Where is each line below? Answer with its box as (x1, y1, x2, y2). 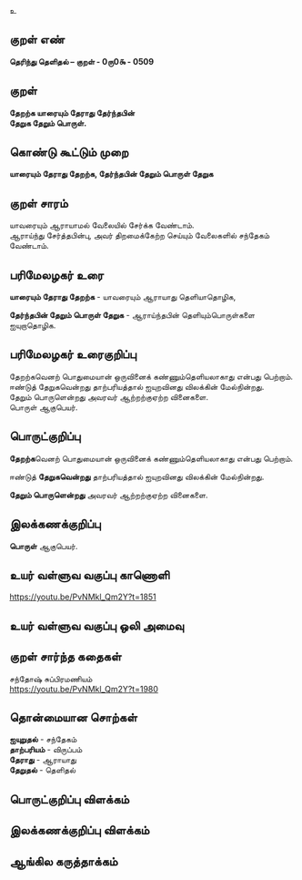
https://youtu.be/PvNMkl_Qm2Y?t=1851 (9, 591, 156, 602)
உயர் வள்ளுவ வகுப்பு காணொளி (9, 567, 170, 583)
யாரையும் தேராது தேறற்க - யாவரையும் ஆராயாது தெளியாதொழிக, (9, 292, 237, 302)
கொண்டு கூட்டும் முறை (9, 145, 129, 160)
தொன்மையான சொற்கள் (9, 710, 138, 725)
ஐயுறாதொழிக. (9, 320, 56, 331)
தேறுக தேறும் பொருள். (9, 118, 87, 128)
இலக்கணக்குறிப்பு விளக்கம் (9, 823, 150, 838)
